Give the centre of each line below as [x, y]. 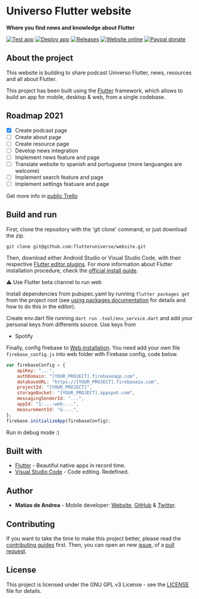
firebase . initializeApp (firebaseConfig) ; [59, 421]
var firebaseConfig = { [36, 365]
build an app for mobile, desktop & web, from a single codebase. [86, 97]
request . [16, 551]
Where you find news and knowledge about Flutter [70, 28]
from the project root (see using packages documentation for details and [96, 300]
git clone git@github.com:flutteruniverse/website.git [76, 246]
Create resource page [42, 144]
